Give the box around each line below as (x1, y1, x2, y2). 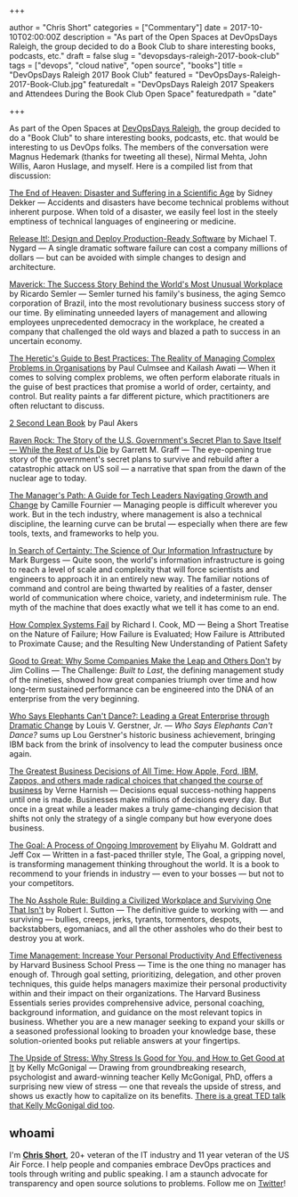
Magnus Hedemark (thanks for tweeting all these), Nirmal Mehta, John (9, 152, 268, 161)
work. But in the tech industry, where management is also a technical (9, 509, 262, 520)
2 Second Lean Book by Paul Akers (9, 418, 139, 428)
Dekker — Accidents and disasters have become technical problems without (9, 197, 289, 208)
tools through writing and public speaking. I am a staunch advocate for (9, 1168, 269, 1179)
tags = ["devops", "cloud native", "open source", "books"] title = (9, 60, 244, 70)
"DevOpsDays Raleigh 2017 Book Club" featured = (9, 70, 194, 80)
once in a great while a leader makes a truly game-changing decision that (9, 804, 278, 814)
